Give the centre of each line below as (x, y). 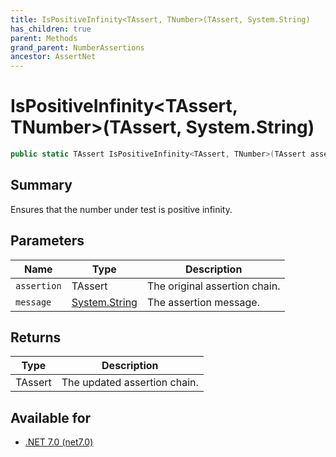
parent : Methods (44, 38)
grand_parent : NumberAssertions (77, 47)
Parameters (47, 241)
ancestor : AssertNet (53, 57)
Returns (36, 337)
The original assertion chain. (213, 286)
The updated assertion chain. (130, 383)
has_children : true (51, 29)
